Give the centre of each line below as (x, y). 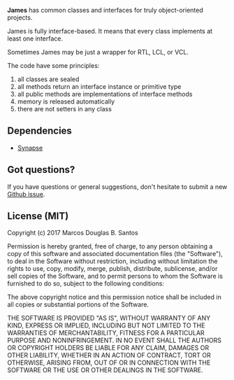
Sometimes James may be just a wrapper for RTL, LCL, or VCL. (98, 52)
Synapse (30, 148)
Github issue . (26, 194)
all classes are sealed (48, 79)
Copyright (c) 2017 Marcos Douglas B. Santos (73, 233)
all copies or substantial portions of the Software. (78, 304)
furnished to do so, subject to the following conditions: (86, 283)
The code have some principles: (53, 65)
